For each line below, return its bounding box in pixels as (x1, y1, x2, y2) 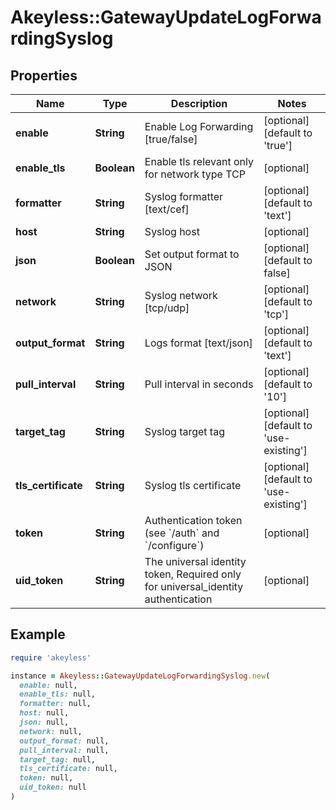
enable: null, (19, 680, 78, 690)
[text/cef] (144, 202, 190, 216)
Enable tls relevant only (144, 155, 254, 168)
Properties (10, 67, 78, 84)
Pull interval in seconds (144, 377, 254, 391)
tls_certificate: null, (19, 764, 118, 774)
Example (10, 626, 66, 643)
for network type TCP (144, 167, 246, 181)
